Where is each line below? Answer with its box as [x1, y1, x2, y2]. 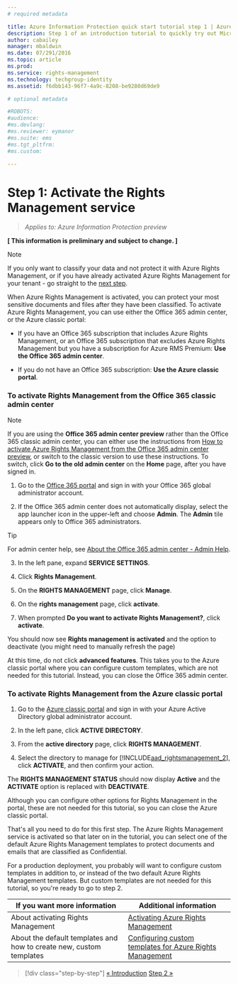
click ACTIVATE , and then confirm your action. [17, 761, 154, 769]
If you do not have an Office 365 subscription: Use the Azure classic [17, 366, 220, 374]
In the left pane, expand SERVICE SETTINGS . [17, 558, 150, 567]
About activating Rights [11, 912, 89, 922]
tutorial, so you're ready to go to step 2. [7, 883, 123, 892]
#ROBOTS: [7, 108, 33, 116]
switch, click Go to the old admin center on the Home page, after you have [7, 459, 227, 468]
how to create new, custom [11, 941, 101, 951]
